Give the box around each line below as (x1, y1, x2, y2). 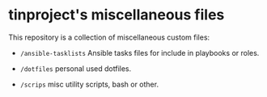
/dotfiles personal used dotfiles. (19, 63, 132, 74)
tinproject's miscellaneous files (8, 6, 225, 24)
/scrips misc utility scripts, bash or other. (19, 79, 159, 89)
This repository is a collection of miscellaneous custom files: (8, 32, 210, 42)
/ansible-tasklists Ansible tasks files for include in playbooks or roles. (19, 48, 260, 57)
